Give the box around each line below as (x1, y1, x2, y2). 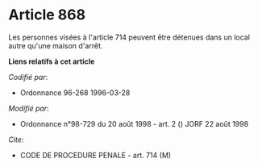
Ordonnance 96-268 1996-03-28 (19, 87, 131, 98)
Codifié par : (8, 72, 48, 81)
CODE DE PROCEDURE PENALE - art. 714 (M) (19, 150, 172, 160)
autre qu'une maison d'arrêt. (8, 40, 103, 50)
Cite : (8, 135, 24, 144)
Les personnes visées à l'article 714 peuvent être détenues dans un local (8, 32, 250, 42)
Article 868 (8, 6, 86, 24)
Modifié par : (8, 103, 50, 113)
